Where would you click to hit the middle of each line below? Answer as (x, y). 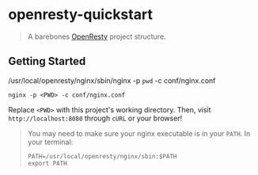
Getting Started (47, 61)
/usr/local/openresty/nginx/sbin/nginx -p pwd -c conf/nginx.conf (112, 80)
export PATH (47, 163)
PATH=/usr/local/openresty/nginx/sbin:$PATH (102, 156)
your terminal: (50, 142)
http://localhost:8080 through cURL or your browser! (95, 118)
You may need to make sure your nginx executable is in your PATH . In (139, 133)
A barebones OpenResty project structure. (97, 36)
